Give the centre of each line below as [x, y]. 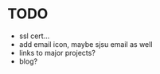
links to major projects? [57, 53]
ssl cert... [34, 36]
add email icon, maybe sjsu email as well [86, 44]
